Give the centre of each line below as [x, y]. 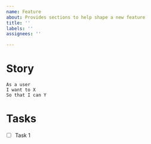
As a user [19, 85]
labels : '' [20, 28]
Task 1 [23, 135]
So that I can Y [26, 95]
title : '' [19, 23]
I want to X [21, 90]
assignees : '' [24, 34]
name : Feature [24, 12]
